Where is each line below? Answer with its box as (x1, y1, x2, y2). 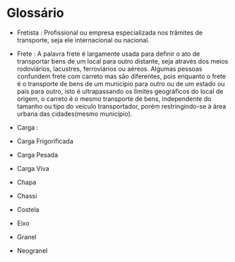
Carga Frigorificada (16, 136, 73, 145)
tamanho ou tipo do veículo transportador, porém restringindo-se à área (16, 102, 227, 110)
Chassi (16, 191, 37, 200)
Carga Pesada (16, 150, 59, 159)
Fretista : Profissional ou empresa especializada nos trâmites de (16, 28, 203, 37)
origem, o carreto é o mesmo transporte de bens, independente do (16, 94, 212, 103)
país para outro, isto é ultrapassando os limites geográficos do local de (16, 87, 224, 95)
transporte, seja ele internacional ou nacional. (16, 35, 150, 44)
